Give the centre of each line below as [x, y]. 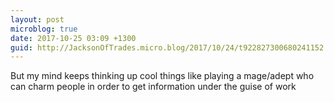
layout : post [37, 19]
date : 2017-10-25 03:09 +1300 [73, 38]
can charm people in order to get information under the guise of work [153, 87]
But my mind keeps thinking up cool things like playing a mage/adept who [162, 76]
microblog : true [44, 29]
